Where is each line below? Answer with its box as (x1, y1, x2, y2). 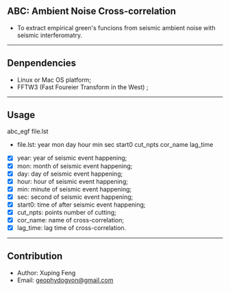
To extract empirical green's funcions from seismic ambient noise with (16, 23, 216, 32)
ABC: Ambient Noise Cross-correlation (7, 5, 177, 17)
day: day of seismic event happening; (16, 170, 123, 178)
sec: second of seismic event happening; (16, 192, 133, 201)
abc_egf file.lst (7, 127, 49, 136)
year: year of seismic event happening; (16, 154, 127, 162)
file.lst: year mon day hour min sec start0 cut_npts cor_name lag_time (16, 141, 214, 149)
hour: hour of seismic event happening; (16, 177, 129, 185)
